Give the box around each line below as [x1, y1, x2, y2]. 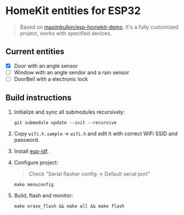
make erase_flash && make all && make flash [13, 203, 125, 209]
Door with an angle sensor [13, 62, 78, 69]
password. [13, 136, 40, 143]
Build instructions [5, 93, 71, 103]
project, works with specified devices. [19, 29, 112, 36]
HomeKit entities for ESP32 [5, 4, 141, 18]
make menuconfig [13, 182, 54, 187]
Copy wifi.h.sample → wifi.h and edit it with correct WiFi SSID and [13, 130, 178, 137]
